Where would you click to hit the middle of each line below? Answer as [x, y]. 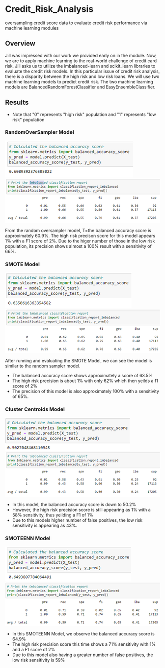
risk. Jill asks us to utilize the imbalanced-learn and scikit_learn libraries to [80, 66]
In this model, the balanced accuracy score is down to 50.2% [74, 504]
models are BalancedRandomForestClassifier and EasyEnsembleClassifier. [80, 87]
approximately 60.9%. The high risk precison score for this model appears [80, 236]
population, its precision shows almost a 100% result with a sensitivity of [79, 246]
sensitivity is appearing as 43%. [45, 525]
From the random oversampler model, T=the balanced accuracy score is [78, 231]
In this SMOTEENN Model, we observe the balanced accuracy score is [83, 633]
